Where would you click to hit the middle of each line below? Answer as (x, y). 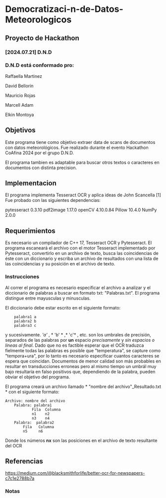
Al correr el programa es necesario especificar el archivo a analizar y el (78, 287)
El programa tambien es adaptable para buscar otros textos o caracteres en (82, 162)
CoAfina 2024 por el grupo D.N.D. (40, 153)
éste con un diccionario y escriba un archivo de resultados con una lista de (82, 258)
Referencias (24, 461)
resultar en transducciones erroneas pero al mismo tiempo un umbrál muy (81, 366)
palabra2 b (25, 321)
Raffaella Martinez (24, 76)
